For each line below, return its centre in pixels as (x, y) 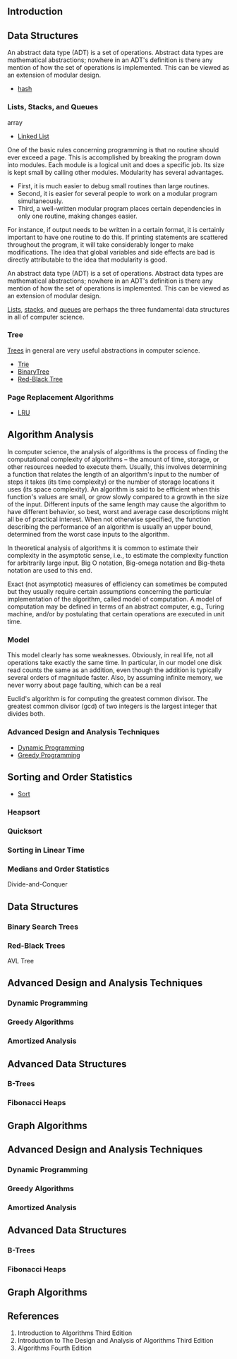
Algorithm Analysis (50, 435)
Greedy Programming (49, 755)
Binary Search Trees (43, 927)
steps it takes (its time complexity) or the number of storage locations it (111, 482)
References (33, 1316)
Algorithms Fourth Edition (54, 1348)
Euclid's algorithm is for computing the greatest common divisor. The (108, 699)
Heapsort (24, 812)
